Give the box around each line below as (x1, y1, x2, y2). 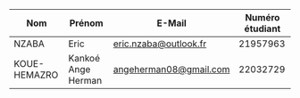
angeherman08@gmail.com (112, 63, 230, 75)
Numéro (245, 12, 280, 23)
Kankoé (68, 53, 101, 64)
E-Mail (156, 17, 187, 29)
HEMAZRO (13, 69, 59, 81)
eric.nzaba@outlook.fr (112, 37, 207, 50)
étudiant (244, 22, 281, 35)
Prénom (69, 17, 104, 29)
